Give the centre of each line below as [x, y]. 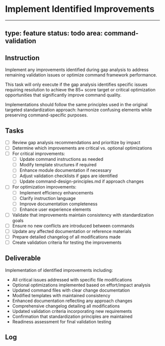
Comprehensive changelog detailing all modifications [66, 306]
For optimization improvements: [44, 187]
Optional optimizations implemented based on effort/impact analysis [81, 285]
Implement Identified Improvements [80, 9]
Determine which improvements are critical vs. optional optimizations [82, 148]
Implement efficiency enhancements [56, 192]
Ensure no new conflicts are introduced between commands [73, 226]
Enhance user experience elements [55, 209]
